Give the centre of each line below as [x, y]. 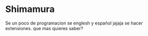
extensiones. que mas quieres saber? [44, 28]
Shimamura [30, 9]
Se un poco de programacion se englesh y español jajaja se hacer [74, 23]
